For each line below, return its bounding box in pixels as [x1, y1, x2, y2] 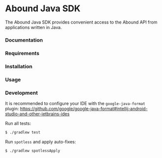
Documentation [5, 36, 43, 43]
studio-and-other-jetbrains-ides [5, 111, 70, 117]
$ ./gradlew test [5, 130, 41, 135]
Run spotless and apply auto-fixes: [5, 138, 76, 145]
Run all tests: [5, 120, 31, 126]
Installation [5, 63, 33, 70]
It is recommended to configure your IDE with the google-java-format [5, 100, 146, 106]
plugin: [5, 105, 19, 111]
